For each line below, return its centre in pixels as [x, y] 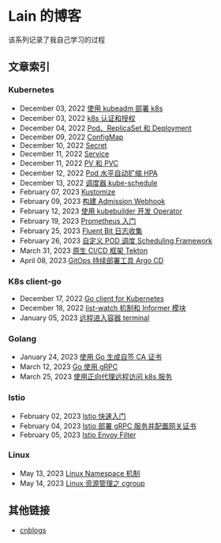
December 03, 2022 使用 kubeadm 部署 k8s [91, 108]
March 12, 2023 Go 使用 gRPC [69, 367]
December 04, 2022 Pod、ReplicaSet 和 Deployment [105, 128]
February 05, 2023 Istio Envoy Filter [78, 435]
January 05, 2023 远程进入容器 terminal [84, 318]
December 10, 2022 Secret [63, 145]
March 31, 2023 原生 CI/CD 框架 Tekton [84, 251]
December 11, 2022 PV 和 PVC [69, 163]
